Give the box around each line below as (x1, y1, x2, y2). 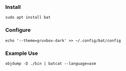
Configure (5, 27, 31, 34)
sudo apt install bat (5, 15, 51, 20)
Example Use (5, 49, 38, 56)
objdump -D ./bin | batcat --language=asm (5, 61, 96, 66)
